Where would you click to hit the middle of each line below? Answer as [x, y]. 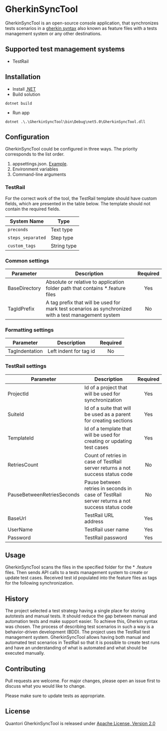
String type [64, 246]
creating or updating [108, 441]
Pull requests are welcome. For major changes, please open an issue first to [83, 681]
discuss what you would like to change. [45, 686]
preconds [18, 229]
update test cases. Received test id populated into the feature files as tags [81, 578]
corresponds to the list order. [35, 154]
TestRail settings [26, 366]
